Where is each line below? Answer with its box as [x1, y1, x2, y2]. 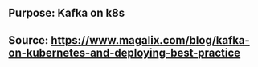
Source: [8, 33, 49, 47]
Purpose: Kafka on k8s [8, 6, 125, 20]
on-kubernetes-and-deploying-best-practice [8, 45, 241, 59]
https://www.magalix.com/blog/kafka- [51, 33, 251, 47]
